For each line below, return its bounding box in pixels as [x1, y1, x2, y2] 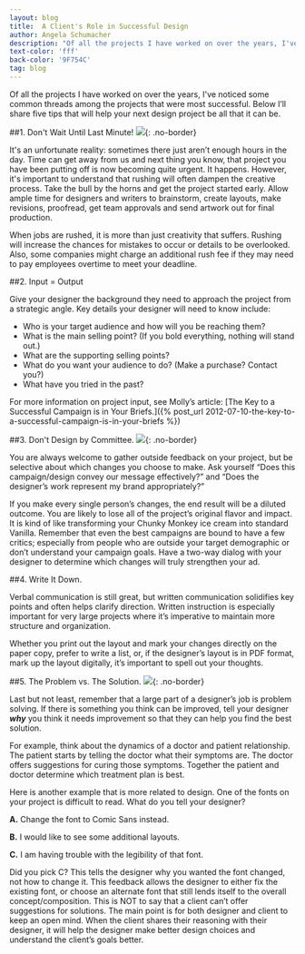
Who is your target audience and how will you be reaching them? [22, 320, 266, 331]
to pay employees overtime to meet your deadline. [9, 258, 198, 269]
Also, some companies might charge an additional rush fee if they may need [9, 249, 294, 260]
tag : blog [9, 64, 47, 74]
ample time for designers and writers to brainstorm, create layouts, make [9, 192, 281, 203]
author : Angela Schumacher [9, 30, 112, 39]
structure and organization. [9, 620, 111, 631]
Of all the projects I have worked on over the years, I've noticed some [9, 88, 270, 100]
